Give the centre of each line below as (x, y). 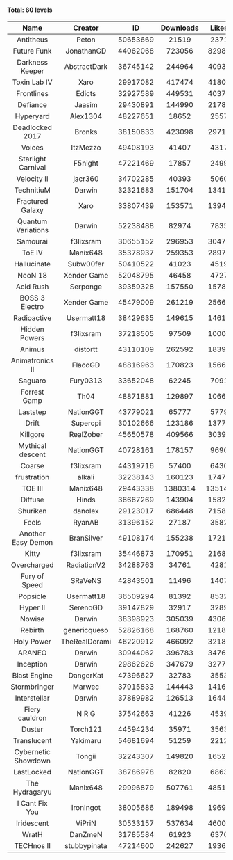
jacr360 (86, 179)
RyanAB (86, 523)
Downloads (180, 28)
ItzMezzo (86, 148)
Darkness (33, 63)
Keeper (32, 71)
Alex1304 (86, 116)
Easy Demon (32, 543)
